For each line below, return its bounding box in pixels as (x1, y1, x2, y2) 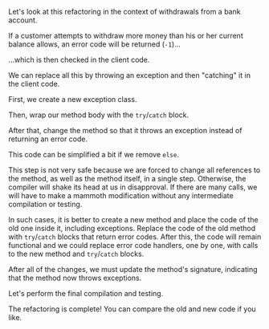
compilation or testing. (8, 200, 83, 209)
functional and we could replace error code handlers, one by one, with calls (8, 241, 259, 250)
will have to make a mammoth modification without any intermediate (8, 191, 234, 200)
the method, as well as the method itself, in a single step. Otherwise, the (8, 174, 247, 183)
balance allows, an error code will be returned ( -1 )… (8, 39, 181, 49)
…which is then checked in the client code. (8, 55, 150, 64)
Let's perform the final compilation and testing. (8, 289, 164, 298)
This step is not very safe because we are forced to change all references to (8, 165, 261, 175)
